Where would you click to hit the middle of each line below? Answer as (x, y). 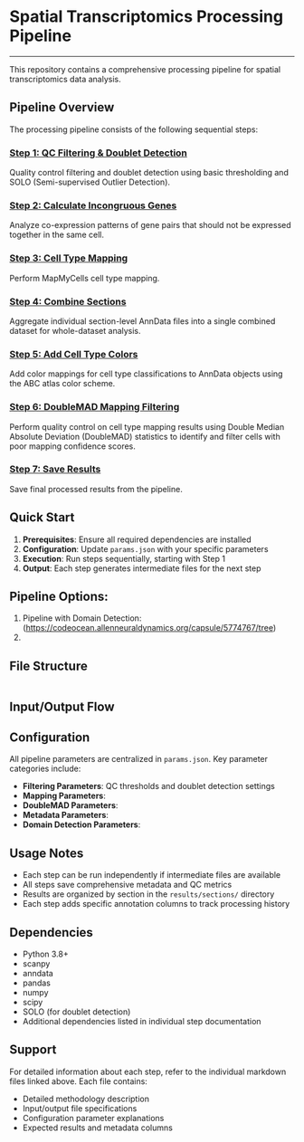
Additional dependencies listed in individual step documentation (142, 1022)
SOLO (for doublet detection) (76, 1012)
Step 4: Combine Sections (68, 301)
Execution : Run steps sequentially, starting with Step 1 (124, 558)
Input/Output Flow (62, 706)
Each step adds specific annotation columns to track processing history (156, 904)
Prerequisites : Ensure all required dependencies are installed (137, 539)
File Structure (48, 666)
